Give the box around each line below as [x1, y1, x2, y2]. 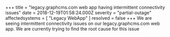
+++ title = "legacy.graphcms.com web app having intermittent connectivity [5, 5, 165, 10]
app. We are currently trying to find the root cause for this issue [5, 26, 140, 32]
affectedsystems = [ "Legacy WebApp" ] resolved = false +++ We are [5, 15, 152, 21]
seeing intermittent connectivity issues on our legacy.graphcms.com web [5, 20, 160, 26]
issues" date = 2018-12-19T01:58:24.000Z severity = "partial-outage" [5, 10, 152, 16]
